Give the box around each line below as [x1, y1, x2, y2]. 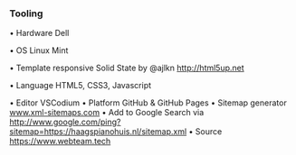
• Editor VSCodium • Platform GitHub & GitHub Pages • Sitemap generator [9, 97, 287, 108]
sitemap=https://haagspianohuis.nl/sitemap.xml [9, 126, 187, 137]
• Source [188, 126, 223, 137]
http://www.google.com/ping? [9, 116, 121, 128]
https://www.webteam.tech [9, 136, 111, 147]
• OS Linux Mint [9, 45, 69, 56]
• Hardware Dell [9, 28, 70, 39]
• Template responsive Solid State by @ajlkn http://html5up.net [9, 62, 244, 74]
